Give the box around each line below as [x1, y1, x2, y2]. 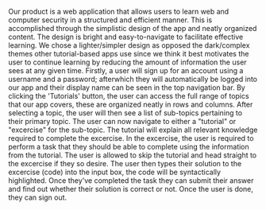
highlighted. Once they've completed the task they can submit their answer [8, 176, 254, 185]
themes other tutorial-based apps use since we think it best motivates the [8, 49, 249, 58]
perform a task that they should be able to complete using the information [8, 142, 250, 151]
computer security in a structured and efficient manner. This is [8, 15, 213, 25]
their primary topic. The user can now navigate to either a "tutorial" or [8, 117, 237, 126]
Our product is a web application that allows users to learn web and [8, 7, 229, 16]
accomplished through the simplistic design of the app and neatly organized [8, 24, 257, 33]
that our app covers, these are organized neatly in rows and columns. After [8, 99, 253, 109]
